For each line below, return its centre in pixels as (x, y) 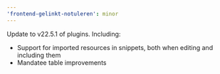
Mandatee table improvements (62, 62)
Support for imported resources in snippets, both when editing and (115, 47)
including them (39, 55)
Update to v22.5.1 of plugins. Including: (64, 34)
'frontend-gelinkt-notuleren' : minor (63, 14)
